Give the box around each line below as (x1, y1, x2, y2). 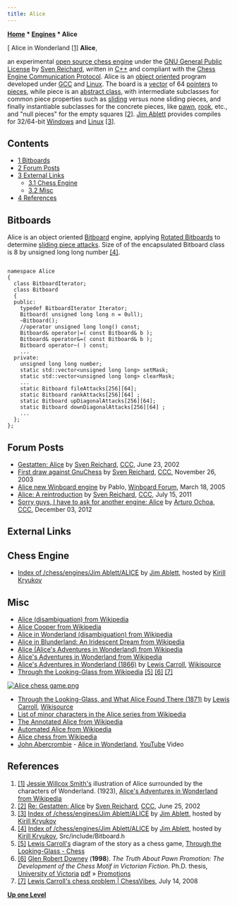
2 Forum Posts (17, 164, 60, 172)
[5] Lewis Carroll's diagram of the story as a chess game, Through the (17, 839, 222, 847)
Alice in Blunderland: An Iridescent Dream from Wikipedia (17, 638, 185, 646)
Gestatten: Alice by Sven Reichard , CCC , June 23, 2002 (17, 460, 180, 469)
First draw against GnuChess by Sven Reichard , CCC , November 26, (17, 467, 217, 477)
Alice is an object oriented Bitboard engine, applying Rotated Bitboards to (7, 233, 221, 242)
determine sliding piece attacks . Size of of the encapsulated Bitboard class (7, 241, 225, 249)
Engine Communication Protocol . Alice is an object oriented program (7, 72, 207, 81)
